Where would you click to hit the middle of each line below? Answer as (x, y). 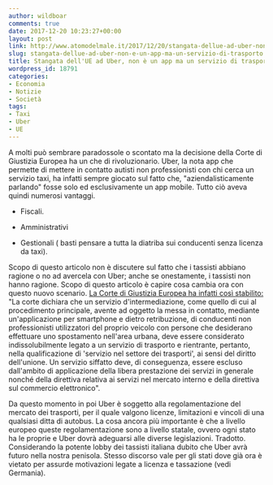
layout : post (30, 39)
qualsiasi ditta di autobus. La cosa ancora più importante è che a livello (127, 421)
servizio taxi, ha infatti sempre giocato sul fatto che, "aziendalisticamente (131, 178)
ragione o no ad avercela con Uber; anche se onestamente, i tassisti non (130, 275)
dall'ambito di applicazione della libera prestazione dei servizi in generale (131, 370)
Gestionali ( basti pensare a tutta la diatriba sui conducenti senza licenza (141, 242)
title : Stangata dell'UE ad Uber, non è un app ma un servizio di (123, 62)
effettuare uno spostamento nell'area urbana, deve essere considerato (127, 336)
